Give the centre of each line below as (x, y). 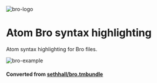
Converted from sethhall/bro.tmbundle (55, 74)
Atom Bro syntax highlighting (79, 33)
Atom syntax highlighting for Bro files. (52, 49)
